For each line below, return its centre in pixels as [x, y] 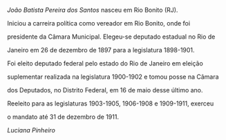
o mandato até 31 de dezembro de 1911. [63, 117]
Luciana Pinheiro [31, 130]
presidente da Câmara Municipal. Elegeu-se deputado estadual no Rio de [111, 37]
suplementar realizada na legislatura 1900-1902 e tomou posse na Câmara [113, 77]
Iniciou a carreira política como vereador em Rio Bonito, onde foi [99, 23]
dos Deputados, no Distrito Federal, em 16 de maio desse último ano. [105, 90]
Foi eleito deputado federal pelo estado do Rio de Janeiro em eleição [105, 63]
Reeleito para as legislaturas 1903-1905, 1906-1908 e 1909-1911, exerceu [111, 103]
